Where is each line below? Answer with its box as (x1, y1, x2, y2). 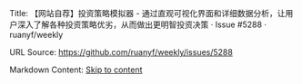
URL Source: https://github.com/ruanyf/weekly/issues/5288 (9, 47, 234, 57)
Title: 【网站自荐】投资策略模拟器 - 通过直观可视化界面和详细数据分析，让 (9, 8, 286, 18)
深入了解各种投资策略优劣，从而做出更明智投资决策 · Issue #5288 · (16, 19, 267, 30)
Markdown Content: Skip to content (9, 64, 143, 75)
